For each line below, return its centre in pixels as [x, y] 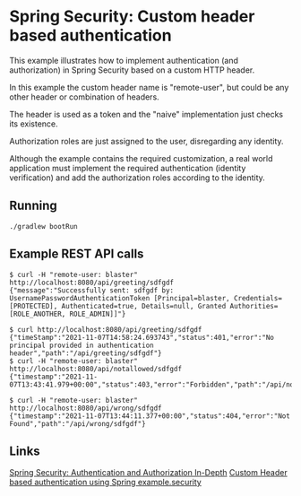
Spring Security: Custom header [132, 17]
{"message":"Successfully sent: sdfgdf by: [92, 290]
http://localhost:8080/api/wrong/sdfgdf [86, 408]
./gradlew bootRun [43, 226]
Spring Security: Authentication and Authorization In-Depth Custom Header [149, 473]
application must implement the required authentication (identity [128, 168]
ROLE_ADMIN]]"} [98, 314]
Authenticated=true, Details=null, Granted [144, 306]
